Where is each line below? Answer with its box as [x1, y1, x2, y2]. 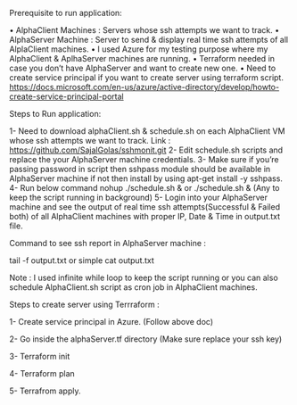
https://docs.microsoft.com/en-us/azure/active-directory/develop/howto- [9, 82, 279, 92]
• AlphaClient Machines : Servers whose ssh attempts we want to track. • [9, 25, 280, 35]
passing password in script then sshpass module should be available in [9, 164, 271, 174]
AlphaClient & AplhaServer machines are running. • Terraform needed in [9, 54, 275, 63]
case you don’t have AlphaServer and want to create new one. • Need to [9, 62, 276, 73]
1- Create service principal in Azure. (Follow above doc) [9, 317, 214, 326]
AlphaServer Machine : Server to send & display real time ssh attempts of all [9, 35, 288, 45]
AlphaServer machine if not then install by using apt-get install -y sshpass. [9, 173, 284, 184]
